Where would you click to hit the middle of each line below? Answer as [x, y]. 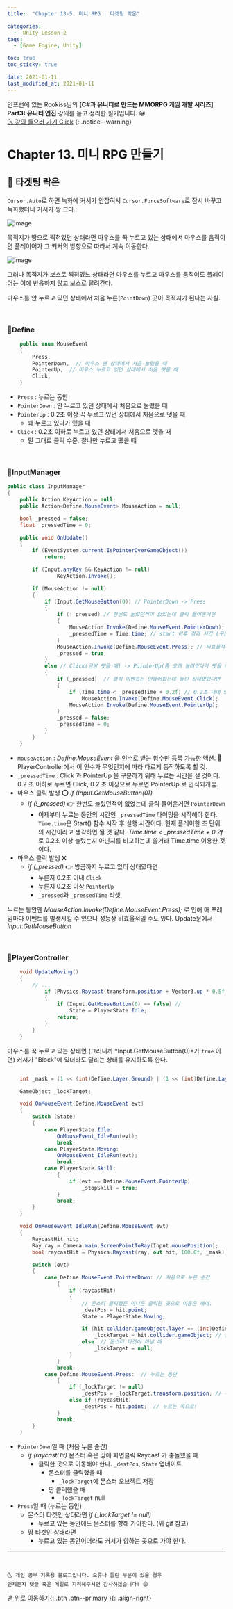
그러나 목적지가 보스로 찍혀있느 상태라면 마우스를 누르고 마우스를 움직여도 [106, 274]
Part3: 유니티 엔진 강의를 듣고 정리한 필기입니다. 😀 [76, 113]
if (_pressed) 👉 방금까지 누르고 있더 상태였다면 [93, 866]
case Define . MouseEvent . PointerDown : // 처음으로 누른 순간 [127, 1278]
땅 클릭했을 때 [67, 1490]
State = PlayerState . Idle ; [108, 1011]
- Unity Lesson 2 [40, 33]
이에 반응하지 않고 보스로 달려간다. [66, 283]
